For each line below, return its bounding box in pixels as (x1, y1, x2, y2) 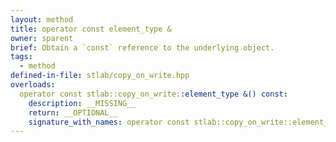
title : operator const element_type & (10, 24, 172, 34)
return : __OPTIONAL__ (28, 107, 118, 118)
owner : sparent (10, 33, 74, 43)
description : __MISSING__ (28, 98, 137, 108)
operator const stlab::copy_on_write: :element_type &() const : (19, 89, 288, 99)
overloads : (10, 80, 56, 90)
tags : (10, 52, 33, 62)
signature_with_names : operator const (28, 117, 190, 127)
